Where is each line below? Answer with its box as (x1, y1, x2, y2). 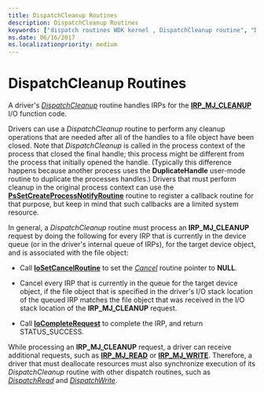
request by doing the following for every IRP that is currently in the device (8, 231, 247, 241)
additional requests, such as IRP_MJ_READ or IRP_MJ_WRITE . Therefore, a (8, 351, 253, 360)
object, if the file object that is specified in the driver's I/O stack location (19, 287, 254, 296)
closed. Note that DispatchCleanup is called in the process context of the (8, 141, 246, 150)
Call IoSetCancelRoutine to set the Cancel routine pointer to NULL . (19, 263, 237, 273)
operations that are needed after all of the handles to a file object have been (8, 133, 255, 142)
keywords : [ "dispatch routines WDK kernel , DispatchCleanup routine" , (8, 26, 247, 34)
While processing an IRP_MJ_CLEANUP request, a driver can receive (8, 343, 232, 352)
